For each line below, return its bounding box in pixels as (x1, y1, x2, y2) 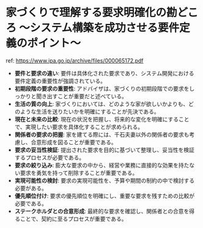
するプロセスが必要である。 (14, 154, 85, 161)
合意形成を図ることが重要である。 (31, 139, 117, 146)
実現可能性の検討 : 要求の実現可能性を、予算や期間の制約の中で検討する (14, 177, 195, 184)
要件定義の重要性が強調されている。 (14, 77, 106, 85)
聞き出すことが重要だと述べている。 (35, 93, 128, 100)
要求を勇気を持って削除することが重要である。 (20, 169, 138, 177)
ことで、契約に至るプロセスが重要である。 (20, 215, 127, 222)
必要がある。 (14, 184, 47, 192)
